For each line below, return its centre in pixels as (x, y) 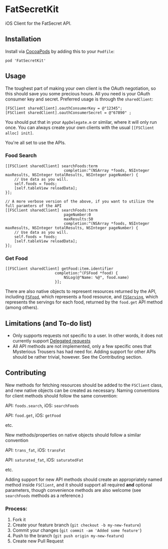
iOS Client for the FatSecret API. (38, 23)
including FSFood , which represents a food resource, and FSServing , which (82, 297)
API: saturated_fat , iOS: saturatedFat (45, 460)
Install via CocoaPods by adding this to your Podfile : (60, 51)
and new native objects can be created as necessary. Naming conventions (82, 390)
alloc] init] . (19, 133)
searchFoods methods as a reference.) (45, 495)
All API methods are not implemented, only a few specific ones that (82, 346)
